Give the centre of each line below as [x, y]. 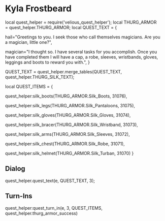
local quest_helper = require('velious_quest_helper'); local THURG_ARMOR [81, 22]
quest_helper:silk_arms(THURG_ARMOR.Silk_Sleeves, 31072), [67, 134]
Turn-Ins [19, 196]
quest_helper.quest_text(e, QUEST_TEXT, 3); [50, 181]
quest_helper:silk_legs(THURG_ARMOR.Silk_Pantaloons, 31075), [70, 105]
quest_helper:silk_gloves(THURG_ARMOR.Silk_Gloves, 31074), [68, 115]
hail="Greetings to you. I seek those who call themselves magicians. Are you [83, 37]
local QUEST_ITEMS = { [29, 86]
